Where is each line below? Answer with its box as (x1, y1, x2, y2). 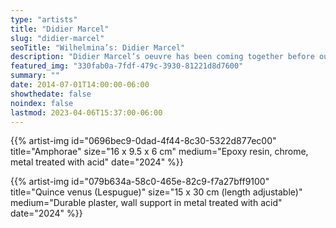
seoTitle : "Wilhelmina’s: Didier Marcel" (10, 42, 186, 53)
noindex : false (10, 98, 74, 108)
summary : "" (10, 71, 60, 81)
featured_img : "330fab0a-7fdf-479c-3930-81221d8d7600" (10, 61, 244, 71)
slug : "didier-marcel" (10, 33, 105, 43)
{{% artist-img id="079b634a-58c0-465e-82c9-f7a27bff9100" (10, 176, 270, 188)
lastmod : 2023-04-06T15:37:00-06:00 (10, 107, 163, 118)
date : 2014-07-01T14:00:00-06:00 (10, 80, 150, 90)
